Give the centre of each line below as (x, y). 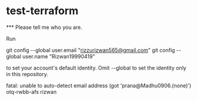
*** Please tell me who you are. (44, 27)
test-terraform (42, 11)
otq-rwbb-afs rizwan (32, 92)
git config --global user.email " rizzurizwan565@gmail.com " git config (91, 50)
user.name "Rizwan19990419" (59, 56)
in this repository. (27, 74)
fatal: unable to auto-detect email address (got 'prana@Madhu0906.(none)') (99, 85)
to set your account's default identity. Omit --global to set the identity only (96, 68)
